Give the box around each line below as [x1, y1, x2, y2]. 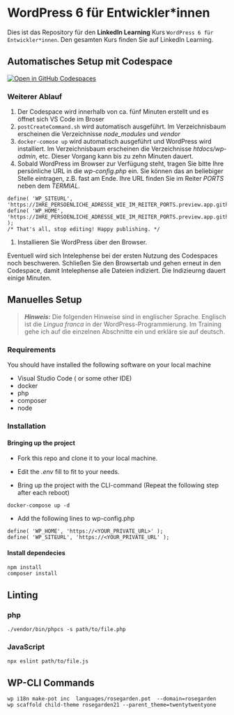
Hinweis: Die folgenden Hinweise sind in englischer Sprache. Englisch [24, 312, 226, 320]
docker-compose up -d [7, 502, 70, 509]
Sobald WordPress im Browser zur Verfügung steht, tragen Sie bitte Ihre [17, 159, 224, 168]
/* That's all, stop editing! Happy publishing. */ [7, 226, 160, 233]
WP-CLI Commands [7, 677, 95, 688]
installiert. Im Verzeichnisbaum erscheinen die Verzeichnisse [17, 145, 192, 153]
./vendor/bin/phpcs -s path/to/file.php [7, 626, 127, 633]
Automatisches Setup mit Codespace [7, 56, 173, 68]
